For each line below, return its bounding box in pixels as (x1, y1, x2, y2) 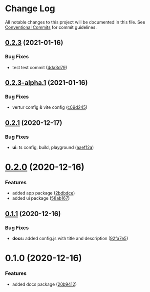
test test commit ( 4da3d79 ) (12, 64, 67, 70)
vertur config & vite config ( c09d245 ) (12, 104, 88, 110)
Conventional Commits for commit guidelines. (5, 24, 97, 30)
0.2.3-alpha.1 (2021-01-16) (5, 79, 88, 87)
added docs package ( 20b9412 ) (12, 281, 77, 287)
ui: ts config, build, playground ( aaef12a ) (12, 145, 94, 150)
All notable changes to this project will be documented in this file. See (5, 19, 146, 25)
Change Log (5, 3, 55, 14)
